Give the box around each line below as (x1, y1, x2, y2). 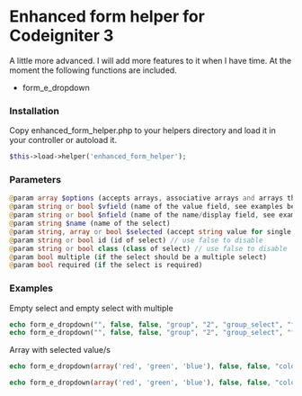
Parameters (9, 174, 61, 186)
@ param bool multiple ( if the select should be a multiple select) (9, 252, 268, 262)
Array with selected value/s (9, 345, 111, 355)
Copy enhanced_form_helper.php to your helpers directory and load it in (9, 125, 277, 136)
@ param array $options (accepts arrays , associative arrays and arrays (9, 193, 283, 203)
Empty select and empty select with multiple (9, 302, 173, 313)
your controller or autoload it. (9, 135, 118, 146)
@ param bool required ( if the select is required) (9, 261, 203, 270)
